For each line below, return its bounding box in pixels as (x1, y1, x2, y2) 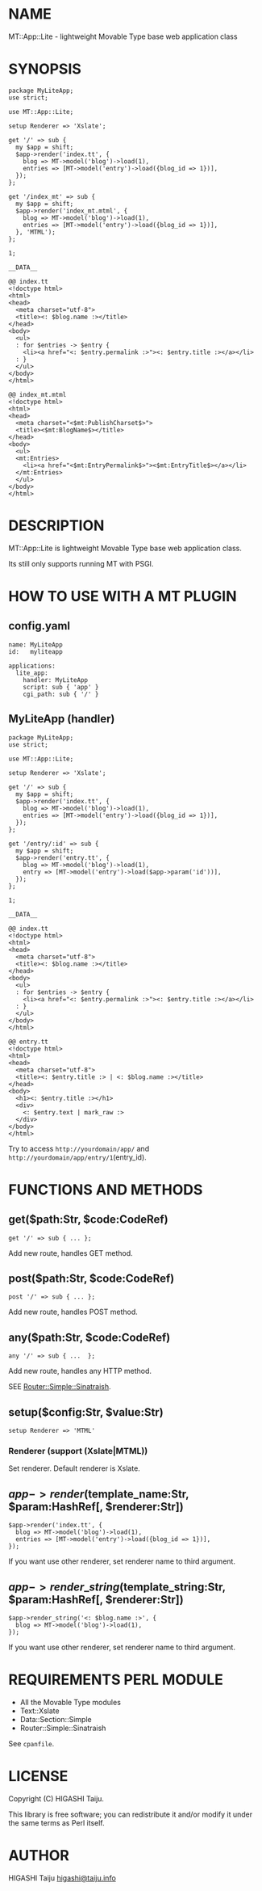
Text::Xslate (19, 1706, 60, 1716)
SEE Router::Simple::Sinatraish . (8, 1382, 111, 1392)
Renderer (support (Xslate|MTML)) (8, 1445, 148, 1456)
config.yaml (8, 619, 71, 633)
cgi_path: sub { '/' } (23, 690, 99, 698)
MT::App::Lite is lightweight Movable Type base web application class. (8, 543, 242, 553)
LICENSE (8, 1767, 69, 1786)
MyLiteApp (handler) (8, 712, 115, 726)
